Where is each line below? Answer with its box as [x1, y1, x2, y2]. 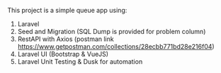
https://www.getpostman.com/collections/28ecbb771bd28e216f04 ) [17, 43, 215, 50]
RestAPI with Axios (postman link [17, 35, 115, 43]
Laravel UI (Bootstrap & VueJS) [17, 50, 108, 58]
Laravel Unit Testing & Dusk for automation [17, 57, 143, 66]
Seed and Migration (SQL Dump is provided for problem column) [17, 28, 206, 35]
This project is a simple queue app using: [7, 6, 127, 14]
